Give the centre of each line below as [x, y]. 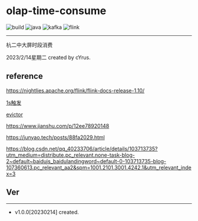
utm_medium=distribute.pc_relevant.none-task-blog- [71, 155]
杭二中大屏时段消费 [29, 45]
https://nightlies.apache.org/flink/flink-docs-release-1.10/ [75, 90]
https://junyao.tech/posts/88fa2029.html [55, 137]
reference [24, 76]
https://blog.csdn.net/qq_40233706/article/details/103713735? [82, 149]
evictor [15, 114]
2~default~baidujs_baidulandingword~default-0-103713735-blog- [86, 161]
